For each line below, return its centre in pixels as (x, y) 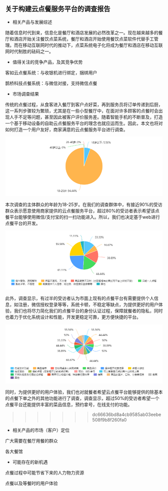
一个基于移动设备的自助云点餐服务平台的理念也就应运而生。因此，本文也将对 (84, 123)
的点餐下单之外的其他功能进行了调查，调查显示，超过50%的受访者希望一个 (82, 398)
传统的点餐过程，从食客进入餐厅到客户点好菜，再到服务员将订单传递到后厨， (84, 104)
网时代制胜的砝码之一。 (29, 51)
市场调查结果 (25, 93)
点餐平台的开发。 (23, 223)
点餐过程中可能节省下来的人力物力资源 (44, 472)
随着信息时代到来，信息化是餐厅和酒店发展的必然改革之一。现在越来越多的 (82, 32)
